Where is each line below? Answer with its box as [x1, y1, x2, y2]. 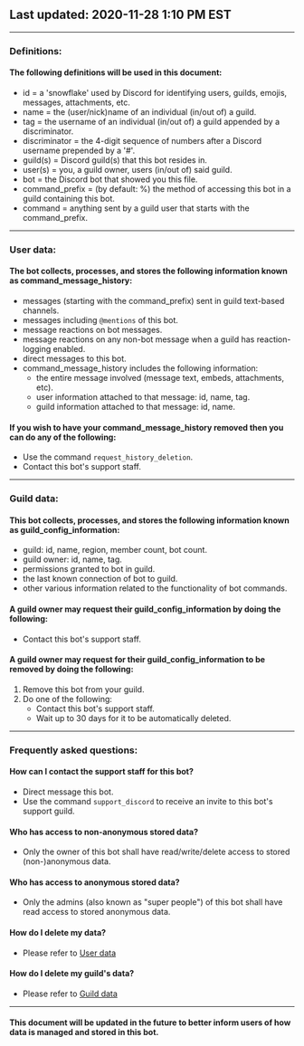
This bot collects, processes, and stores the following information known [9, 515, 290, 526]
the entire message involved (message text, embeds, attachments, [35, 373, 285, 384]
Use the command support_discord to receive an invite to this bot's [22, 795, 273, 806]
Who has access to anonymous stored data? [9, 877, 180, 888]
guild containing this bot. [22, 193, 116, 204]
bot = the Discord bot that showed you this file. [22, 174, 198, 185]
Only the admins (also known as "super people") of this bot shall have [22, 897, 283, 908]
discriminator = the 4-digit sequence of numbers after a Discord [22, 135, 262, 146]
